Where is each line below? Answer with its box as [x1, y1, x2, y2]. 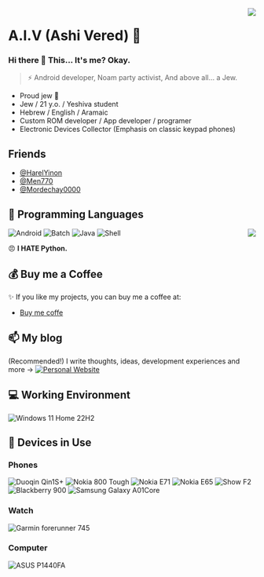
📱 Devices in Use [8, 436, 92, 449]
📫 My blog [8, 331, 63, 345]
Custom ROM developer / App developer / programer [19, 116, 192, 126]
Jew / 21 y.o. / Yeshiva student [19, 100, 119, 109]
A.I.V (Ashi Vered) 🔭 [8, 27, 141, 45]
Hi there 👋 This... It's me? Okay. [8, 55, 131, 66]
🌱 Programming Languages [8, 207, 144, 221]
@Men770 [19, 177, 53, 186]
